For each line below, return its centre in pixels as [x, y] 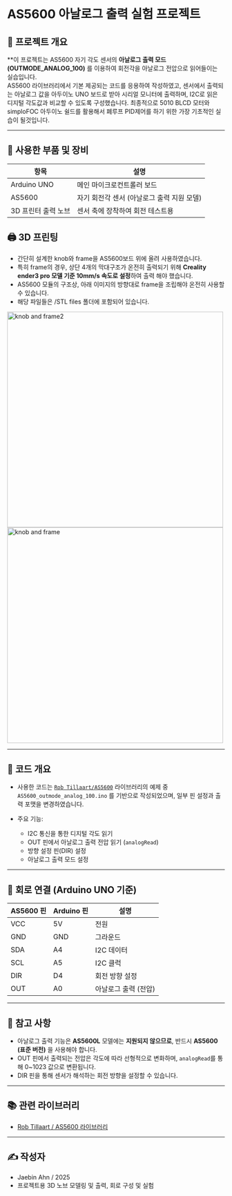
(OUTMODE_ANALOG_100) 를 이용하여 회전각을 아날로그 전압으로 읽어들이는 [113, 68]
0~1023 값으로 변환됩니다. [60, 1067]
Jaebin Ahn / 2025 [43, 1177]
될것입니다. [35, 120]
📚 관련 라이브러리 [43, 1106]
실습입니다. [22, 77]
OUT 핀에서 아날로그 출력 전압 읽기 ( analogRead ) [93, 842]
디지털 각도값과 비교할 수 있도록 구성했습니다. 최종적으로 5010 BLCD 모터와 [108, 103]
